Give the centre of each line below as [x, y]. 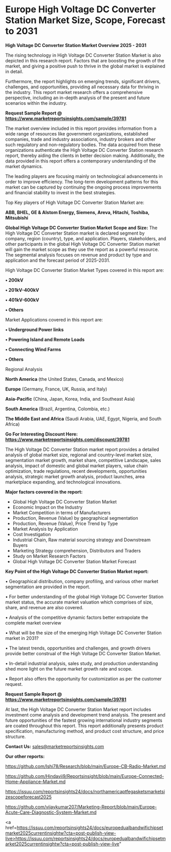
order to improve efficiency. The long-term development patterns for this [82, 181]
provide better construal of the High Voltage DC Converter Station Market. [83, 653]
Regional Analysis [24, 369]
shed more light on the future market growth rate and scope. [69, 669]
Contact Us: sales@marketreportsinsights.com [55, 746]
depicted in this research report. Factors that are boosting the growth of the [85, 60]
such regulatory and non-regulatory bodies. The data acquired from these [83, 145]
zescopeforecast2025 [29, 797]
